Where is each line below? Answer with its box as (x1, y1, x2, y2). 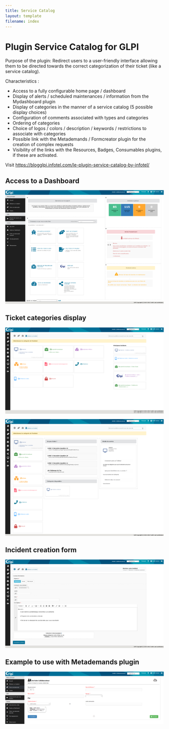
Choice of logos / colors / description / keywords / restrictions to (12, 125, 147, 131)
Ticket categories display (5, 314, 87, 322)
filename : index (5, 19, 39, 24)
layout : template (5, 13, 42, 19)
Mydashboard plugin (12, 99, 56, 105)
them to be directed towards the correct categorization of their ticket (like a (5, 63, 161, 69)
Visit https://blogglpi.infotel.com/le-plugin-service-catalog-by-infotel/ (5, 162, 150, 168)
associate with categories (12, 131, 66, 137)
